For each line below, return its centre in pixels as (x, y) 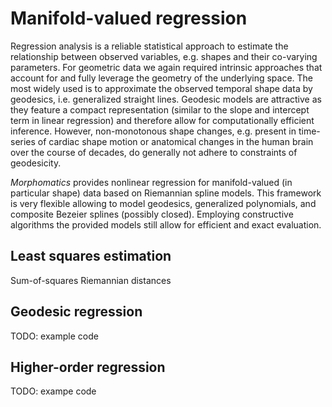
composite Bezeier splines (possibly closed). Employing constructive (152, 214)
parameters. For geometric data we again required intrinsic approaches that (166, 67)
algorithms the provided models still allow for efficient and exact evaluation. (166, 224)
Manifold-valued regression (129, 18)
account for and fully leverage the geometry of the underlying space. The (162, 78)
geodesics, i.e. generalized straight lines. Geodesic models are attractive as (166, 99)
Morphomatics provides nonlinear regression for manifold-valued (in (151, 182)
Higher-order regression (88, 367)
